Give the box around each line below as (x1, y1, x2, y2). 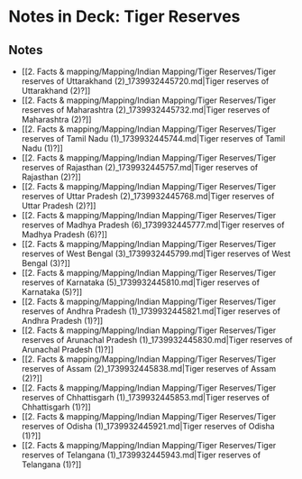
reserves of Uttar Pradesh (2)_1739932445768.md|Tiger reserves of (21, 191, 275, 201)
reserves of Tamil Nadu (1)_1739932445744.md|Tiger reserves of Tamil (21, 134, 286, 143)
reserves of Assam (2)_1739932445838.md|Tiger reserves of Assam (21, 364, 277, 373)
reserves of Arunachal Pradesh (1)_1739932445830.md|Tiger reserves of (21, 335, 293, 345)
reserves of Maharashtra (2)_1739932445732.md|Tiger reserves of (21, 105, 270, 115)
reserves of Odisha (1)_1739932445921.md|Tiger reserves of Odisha (21, 421, 276, 431)
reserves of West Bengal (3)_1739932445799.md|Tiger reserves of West (21, 248, 291, 259)
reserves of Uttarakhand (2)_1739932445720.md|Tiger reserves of (21, 76, 270, 87)
